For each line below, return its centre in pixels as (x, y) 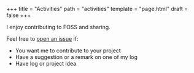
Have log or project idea (46, 64)
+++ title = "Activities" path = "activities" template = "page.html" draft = (97, 9)
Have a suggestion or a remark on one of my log (76, 57)
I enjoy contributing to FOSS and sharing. (58, 27)
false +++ (19, 15)
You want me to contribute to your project (68, 50)
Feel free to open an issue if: (42, 39)
